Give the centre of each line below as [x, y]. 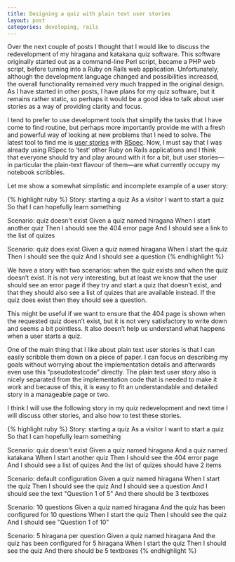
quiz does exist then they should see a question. [77, 300]
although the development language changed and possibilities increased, [113, 77]
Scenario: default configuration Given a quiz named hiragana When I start [114, 479]
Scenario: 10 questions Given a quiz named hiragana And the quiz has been [116, 507]
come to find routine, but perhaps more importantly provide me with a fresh [116, 128]
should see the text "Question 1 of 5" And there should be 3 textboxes [108, 494]
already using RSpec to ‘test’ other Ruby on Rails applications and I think [112, 150]
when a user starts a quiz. [45, 336]
